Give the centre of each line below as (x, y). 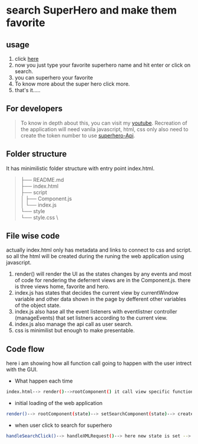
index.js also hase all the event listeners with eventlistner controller (96, 312)
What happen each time (44, 381)
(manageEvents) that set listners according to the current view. (91, 318)
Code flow (25, 349)
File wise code (33, 236)
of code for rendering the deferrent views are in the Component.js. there (103, 280)
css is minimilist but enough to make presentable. (75, 331)
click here (27, 59)
